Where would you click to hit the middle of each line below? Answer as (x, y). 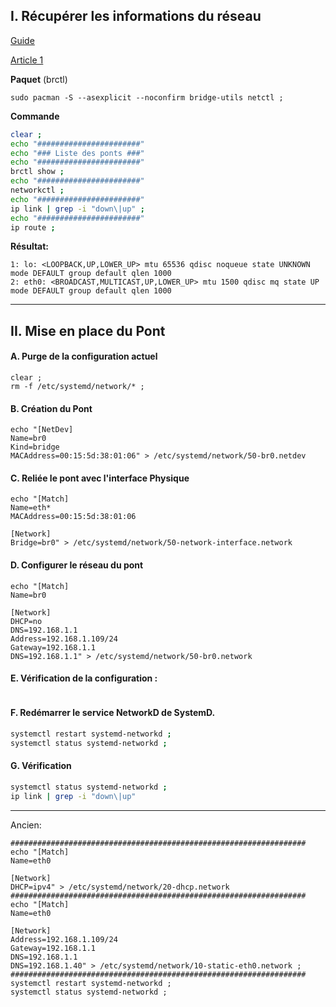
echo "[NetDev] (42, 430)
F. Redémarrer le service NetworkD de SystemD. (113, 713)
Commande (35, 116)
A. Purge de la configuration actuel (84, 356)
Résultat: (30, 246)
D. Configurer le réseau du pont (77, 565)
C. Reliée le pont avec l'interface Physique (100, 478)
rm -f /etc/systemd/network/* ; (77, 387)
